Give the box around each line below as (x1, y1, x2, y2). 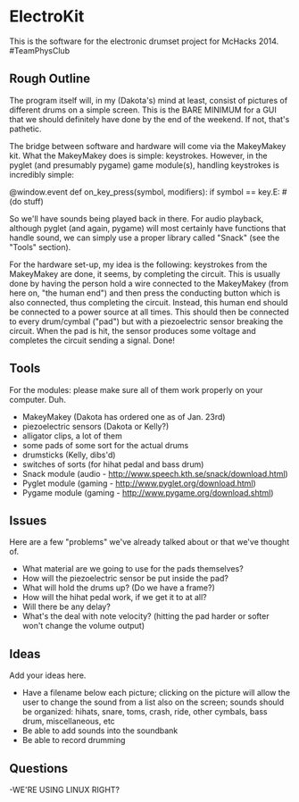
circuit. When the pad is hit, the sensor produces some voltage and (9, 325, 256, 336)
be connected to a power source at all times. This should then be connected (9, 306, 290, 317)
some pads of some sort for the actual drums (21, 439, 189, 450)
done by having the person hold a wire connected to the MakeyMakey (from (9, 278, 288, 288)
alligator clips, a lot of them (21, 430, 122, 441)
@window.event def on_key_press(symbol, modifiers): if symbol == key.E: (9, 186, 280, 197)
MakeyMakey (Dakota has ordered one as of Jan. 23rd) (21, 411, 226, 422)
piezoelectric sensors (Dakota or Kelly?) (21, 421, 170, 431)
